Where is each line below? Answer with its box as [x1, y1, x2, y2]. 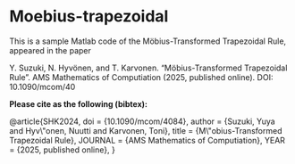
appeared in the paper [9, 45, 92, 55]
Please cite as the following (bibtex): [9, 98, 147, 109]
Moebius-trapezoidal [9, 6, 169, 27]
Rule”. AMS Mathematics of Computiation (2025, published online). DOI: [9, 71, 274, 82]
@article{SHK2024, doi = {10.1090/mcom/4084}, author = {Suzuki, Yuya [9, 116, 275, 127]
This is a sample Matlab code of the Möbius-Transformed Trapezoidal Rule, [9, 36, 287, 46]
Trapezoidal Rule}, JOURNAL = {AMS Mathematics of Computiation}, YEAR [9, 135, 286, 145]
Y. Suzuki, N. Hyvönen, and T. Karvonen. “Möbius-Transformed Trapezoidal [9, 62, 288, 73]
